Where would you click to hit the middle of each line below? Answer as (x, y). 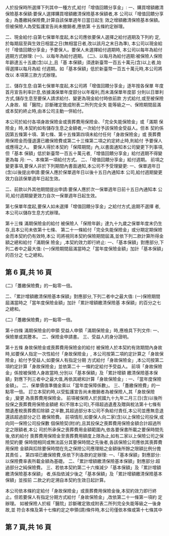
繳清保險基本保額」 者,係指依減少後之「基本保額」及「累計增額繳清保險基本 (84, 473)
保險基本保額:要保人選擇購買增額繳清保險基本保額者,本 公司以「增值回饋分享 (84, 14)
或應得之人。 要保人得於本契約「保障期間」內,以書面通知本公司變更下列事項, (84, 147)
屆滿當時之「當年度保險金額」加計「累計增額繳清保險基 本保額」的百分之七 (83, 303)
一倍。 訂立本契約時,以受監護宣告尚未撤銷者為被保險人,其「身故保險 (84, 392)
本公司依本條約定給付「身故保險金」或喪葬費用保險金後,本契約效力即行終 (81, 491)
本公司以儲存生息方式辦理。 (34, 213)
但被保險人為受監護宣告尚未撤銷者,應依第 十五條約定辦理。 (66, 26)
